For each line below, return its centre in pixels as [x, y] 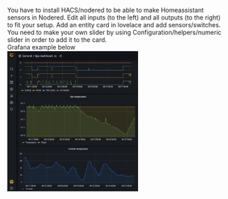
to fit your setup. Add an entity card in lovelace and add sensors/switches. [114, 25]
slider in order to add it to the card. [57, 40]
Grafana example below [41, 47]
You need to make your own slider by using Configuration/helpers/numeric [114, 32]
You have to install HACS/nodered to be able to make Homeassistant [106, 10]
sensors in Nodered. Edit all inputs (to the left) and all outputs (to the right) [114, 17]
